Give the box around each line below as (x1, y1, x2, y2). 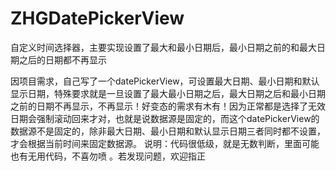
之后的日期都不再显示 (18, 53, 107, 66)
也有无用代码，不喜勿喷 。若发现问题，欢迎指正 (10, 150, 206, 162)
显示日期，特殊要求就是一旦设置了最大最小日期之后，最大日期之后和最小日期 (10, 87, 326, 99)
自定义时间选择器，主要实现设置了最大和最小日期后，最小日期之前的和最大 (10, 41, 317, 53)
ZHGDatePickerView (10, 7, 185, 30)
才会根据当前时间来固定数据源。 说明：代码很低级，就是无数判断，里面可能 (10, 137, 320, 149)
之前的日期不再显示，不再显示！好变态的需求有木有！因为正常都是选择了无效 (10, 100, 326, 112)
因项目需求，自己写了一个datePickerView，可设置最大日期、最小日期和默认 (10, 75, 320, 87)
